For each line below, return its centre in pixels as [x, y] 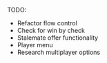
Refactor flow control [47, 23]
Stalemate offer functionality [58, 38]
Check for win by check [51, 30]
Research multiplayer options [59, 52]
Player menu [35, 45]
